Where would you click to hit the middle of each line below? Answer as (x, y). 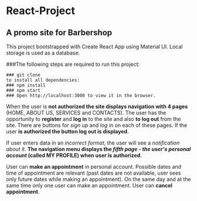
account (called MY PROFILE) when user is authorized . (74, 155)
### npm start (23, 91)
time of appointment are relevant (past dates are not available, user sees (94, 173)
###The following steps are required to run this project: (73, 64)
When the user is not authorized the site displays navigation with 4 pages (97, 106)
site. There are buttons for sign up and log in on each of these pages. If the (97, 125)
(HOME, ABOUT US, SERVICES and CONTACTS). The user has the (86, 113)
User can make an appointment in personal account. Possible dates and (94, 167)
